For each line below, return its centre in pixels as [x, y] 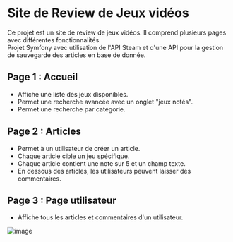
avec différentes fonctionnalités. [54, 40]
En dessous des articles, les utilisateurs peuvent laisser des [104, 171]
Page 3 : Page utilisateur [62, 200]
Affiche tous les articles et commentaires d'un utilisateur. [100, 217]
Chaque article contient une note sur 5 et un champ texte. [101, 163]
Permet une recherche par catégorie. [71, 109]
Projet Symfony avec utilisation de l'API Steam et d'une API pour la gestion [115, 47]
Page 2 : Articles [44, 132]
